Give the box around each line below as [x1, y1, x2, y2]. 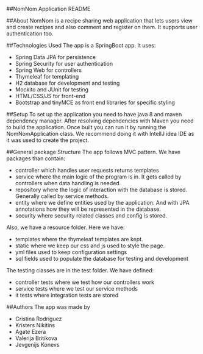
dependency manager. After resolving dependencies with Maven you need [6, 117, 194, 124]
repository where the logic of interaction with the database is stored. [15, 186, 188, 193]
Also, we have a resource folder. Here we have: [6, 224, 125, 231]
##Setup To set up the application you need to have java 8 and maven [6, 111, 182, 118]
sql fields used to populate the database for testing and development [15, 255, 189, 262]
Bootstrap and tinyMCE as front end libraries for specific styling [15, 99, 176, 106]
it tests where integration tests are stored [15, 292, 119, 299]
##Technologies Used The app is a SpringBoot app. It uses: [6, 42, 156, 49]
